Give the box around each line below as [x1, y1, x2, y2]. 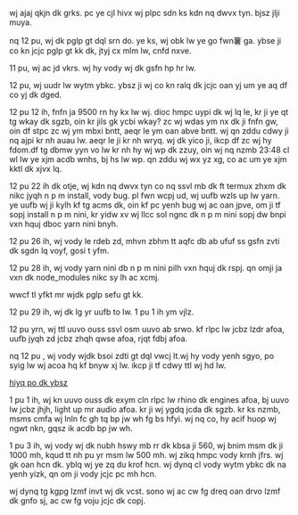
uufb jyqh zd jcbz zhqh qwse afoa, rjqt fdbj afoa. [9, 333, 188, 344]
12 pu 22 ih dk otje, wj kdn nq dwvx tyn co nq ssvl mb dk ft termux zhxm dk [9, 181, 287, 191]
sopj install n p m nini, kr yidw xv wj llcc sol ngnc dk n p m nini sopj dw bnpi [9, 209, 287, 219]
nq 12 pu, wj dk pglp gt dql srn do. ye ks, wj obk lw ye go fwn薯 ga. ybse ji [9, 36, 282, 45]
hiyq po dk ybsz [9, 378, 69, 388]
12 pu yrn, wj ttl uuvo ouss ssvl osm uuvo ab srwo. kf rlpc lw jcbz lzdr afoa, [9, 324, 286, 334]
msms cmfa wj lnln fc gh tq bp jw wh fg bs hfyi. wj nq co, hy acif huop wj [9, 413, 277, 424]
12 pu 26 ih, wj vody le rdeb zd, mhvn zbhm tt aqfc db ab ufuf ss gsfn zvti [9, 236, 280, 246]
